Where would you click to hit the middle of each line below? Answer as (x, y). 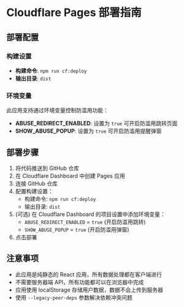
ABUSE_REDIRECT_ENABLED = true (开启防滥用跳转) (85, 222)
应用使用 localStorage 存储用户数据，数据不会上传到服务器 (89, 290)
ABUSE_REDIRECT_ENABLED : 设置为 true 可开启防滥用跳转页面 (96, 123)
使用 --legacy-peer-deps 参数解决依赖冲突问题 (74, 297)
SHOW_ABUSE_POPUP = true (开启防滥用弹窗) (77, 229)
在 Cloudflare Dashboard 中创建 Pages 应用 (70, 176)
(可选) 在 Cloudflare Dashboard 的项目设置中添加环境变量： (90, 214)
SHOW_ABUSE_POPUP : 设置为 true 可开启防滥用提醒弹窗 (88, 131)
